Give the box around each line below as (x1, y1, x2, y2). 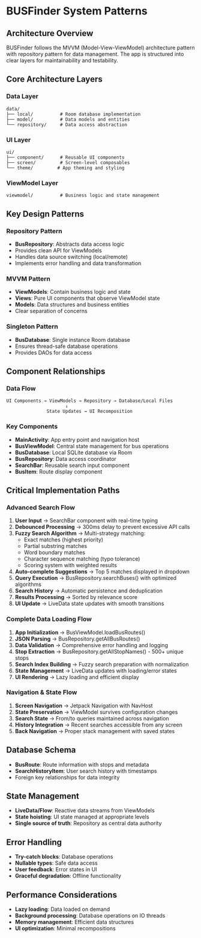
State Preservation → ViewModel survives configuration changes (14, 708, 178, 716)
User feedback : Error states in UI (14, 866, 97, 873)
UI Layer (6, 135, 31, 144)
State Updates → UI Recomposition (46, 409, 133, 415)
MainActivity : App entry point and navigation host (14, 436, 140, 443)
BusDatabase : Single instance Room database (14, 336, 130, 343)
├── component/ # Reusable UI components (6, 154, 125, 160)
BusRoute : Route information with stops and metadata (14, 761, 149, 768)
